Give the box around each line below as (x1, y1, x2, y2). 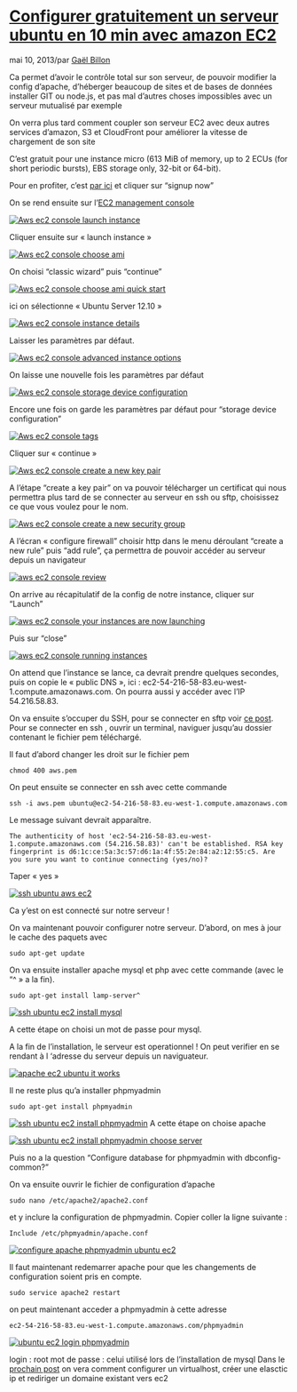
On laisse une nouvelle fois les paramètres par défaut (9, 369, 204, 380)
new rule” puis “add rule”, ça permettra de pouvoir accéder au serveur (9, 545, 266, 556)
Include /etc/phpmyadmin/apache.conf (9, 1228, 149, 1237)
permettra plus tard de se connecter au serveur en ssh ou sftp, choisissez (9, 492, 279, 502)
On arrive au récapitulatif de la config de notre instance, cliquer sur (9, 588, 254, 599)
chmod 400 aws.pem (9, 766, 77, 775)
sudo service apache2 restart (9, 1288, 121, 1297)
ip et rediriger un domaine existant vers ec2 (9, 1372, 168, 1383)
